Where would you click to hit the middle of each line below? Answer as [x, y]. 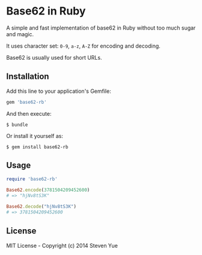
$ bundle [17, 125]
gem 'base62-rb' [26, 102]
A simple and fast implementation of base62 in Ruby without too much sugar [101, 28]
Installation [28, 77]
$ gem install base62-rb [37, 147]
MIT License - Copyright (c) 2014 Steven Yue [62, 245]
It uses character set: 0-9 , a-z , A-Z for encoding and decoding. [83, 46]
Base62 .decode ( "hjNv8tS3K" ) [41, 207]
